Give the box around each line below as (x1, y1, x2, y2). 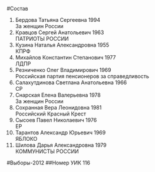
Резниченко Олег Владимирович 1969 (15, 67, 111, 73)
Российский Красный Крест (15, 110, 87, 117)
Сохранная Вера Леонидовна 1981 (15, 104, 102, 111)
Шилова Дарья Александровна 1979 (15, 141, 107, 148)
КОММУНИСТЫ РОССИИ (15, 148, 79, 155)
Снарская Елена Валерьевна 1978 (15, 91, 101, 98)
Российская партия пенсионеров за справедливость (15, 73, 150, 80)
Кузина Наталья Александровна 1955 (15, 41, 110, 48)
